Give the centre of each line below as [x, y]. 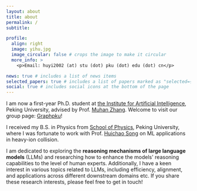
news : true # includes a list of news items [61, 76]
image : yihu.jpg [31, 49]
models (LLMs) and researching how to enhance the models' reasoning [93, 157]
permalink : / [22, 22]
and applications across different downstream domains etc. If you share [93, 176]
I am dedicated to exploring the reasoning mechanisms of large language [96, 151]
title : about [22, 17]
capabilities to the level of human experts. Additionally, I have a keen [89, 164]
